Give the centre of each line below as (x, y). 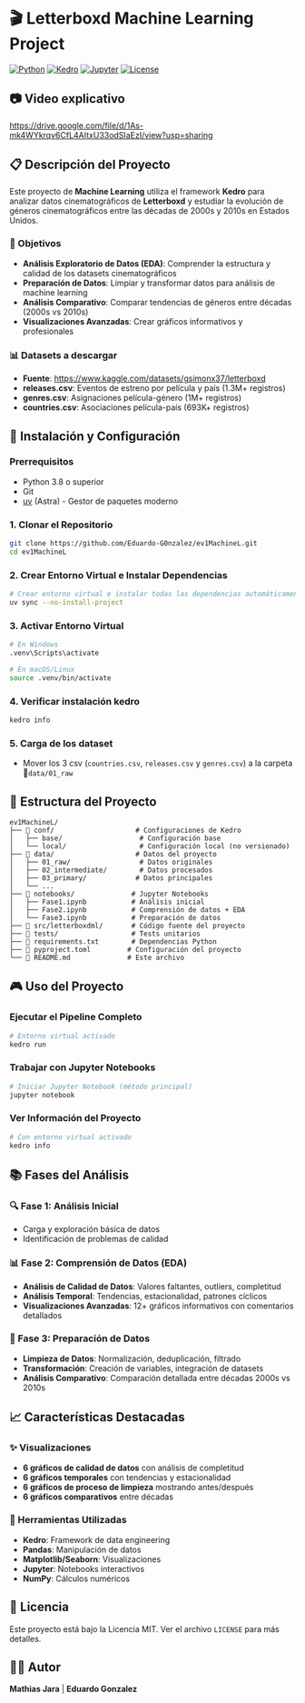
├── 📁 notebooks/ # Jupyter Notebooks (109, 894)
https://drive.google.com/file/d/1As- (76, 125)
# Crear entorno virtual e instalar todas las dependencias (126, 594)
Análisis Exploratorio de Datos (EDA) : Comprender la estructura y (146, 263)
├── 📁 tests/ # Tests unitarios (105, 934)
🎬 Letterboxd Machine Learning (132, 19)
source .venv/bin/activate (60, 678)
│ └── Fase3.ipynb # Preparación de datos (115, 918)
